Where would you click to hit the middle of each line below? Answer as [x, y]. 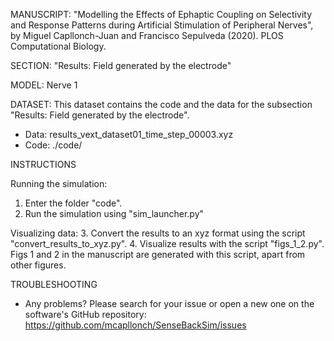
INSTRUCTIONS [43, 164]
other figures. [38, 265]
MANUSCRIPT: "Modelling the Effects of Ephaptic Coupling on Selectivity [161, 14]
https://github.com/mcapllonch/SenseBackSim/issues [135, 325]
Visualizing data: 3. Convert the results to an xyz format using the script [158, 233]
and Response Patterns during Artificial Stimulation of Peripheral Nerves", [162, 25]
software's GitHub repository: [85, 314]
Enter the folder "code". [73, 203]
